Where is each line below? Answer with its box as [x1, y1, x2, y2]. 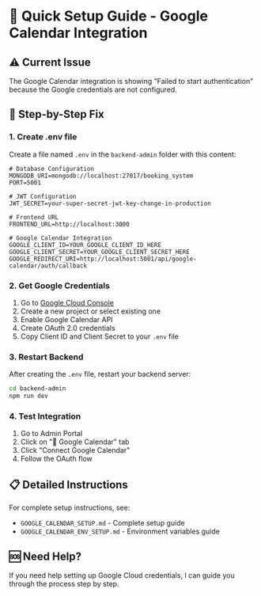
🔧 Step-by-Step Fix [9, 108, 105, 121]
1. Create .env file [9, 131, 78, 142]
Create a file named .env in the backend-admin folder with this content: [9, 150, 236, 159]
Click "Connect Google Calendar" [20, 446, 130, 455]
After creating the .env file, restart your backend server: [9, 370, 191, 379]
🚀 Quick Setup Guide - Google [9, 7, 209, 25]
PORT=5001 [9, 178, 42, 187]
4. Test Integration [9, 411, 81, 422]
